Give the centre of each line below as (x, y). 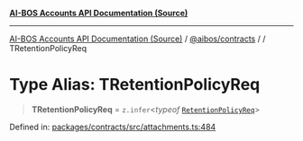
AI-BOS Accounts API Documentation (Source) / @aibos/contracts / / (138, 39)
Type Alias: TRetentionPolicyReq (135, 85)
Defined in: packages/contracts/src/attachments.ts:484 (113, 127)
